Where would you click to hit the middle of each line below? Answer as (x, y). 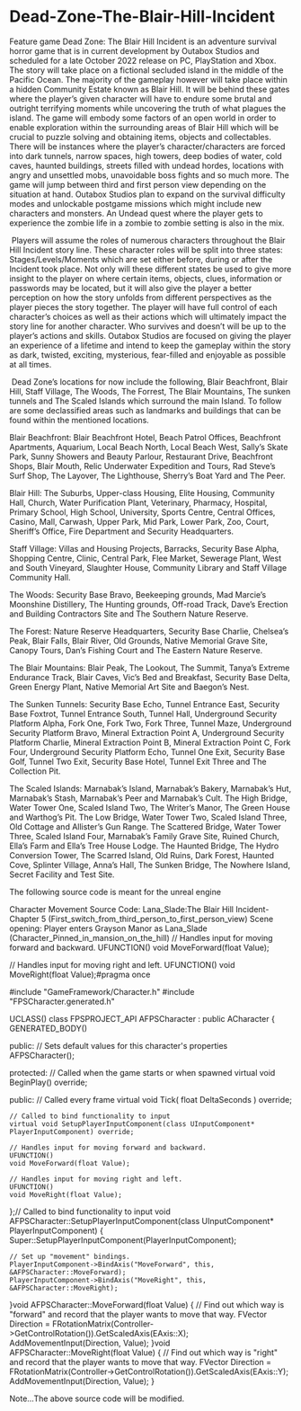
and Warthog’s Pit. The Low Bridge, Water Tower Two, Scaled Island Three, (148, 817)
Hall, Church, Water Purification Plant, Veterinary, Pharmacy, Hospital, (138, 502)
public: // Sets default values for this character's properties (119, 1045)
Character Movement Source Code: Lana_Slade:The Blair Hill (121, 909)
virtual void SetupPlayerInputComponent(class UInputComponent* (132, 1124)
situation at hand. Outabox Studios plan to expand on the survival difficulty (147, 194)
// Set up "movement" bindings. (70, 1256)
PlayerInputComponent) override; (72, 1131)
